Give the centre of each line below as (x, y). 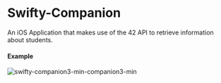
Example (20, 56)
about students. (30, 39)
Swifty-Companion (64, 13)
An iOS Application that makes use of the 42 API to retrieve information (110, 32)
